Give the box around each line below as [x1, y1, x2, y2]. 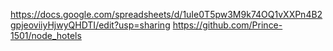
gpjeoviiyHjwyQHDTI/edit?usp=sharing [10, 19, 171, 31]
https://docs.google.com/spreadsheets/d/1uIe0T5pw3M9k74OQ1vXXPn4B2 [10, 9, 323, 20]
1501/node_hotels [10, 30, 82, 41]
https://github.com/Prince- [172, 19, 283, 31]
